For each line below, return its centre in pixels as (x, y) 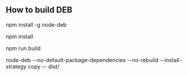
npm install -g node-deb (36, 24)
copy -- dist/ (44, 66)
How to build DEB (39, 10)
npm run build (23, 48)
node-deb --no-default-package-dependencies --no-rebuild (82, 60)
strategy (16, 66)
